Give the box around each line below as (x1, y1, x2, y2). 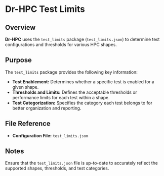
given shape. (12, 84, 39, 90)
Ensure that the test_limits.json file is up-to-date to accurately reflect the (5, 160, 158, 166)
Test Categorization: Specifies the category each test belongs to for (12, 100, 153, 106)
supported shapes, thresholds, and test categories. (5, 165, 109, 172)
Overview (5, 23, 36, 32)
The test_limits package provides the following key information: (5, 69, 138, 75)
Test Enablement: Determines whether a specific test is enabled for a (12, 78, 155, 85)
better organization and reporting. (12, 105, 82, 111)
